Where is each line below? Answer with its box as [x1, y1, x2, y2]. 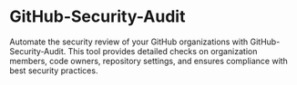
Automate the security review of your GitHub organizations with [9, 36, 249, 47]
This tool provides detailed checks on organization [67, 45, 258, 56]
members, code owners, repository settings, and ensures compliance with [9, 55, 289, 66]
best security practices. [9, 65, 98, 76]
